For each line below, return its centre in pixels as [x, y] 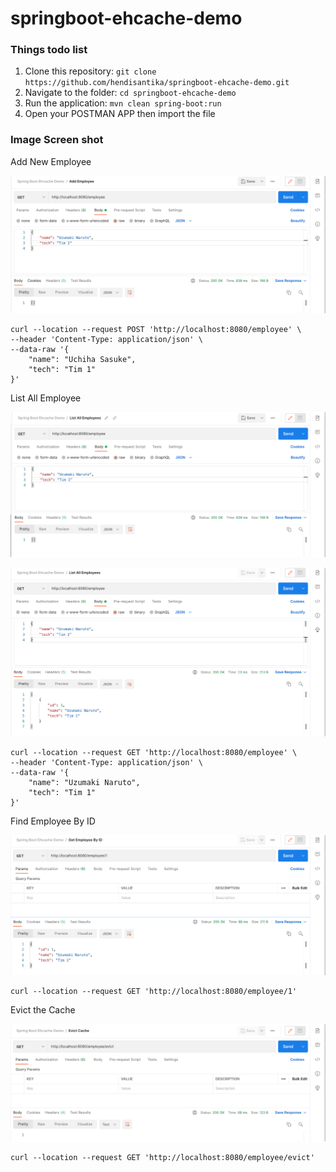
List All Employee [46, 398]
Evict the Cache [43, 1009]
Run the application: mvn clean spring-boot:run [123, 103]
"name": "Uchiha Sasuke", [82, 360]
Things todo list [49, 50]
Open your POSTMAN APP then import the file [120, 114]
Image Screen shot [57, 140]
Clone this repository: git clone [90, 71]
